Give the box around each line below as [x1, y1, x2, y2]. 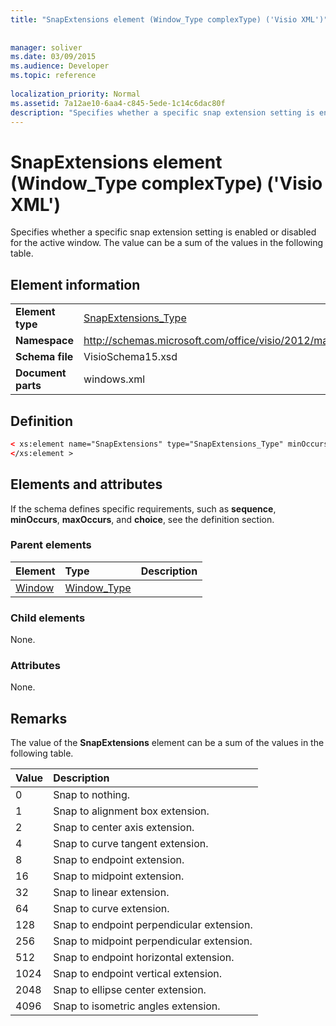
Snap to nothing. [53, 788, 131, 802]
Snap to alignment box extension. [53, 804, 210, 818]
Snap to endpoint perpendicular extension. [53, 918, 253, 932]
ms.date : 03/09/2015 [10, 52, 97, 62]
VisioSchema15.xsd [83, 350, 178, 364]
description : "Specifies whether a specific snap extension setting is [10, 107, 315, 118]
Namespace [15, 334, 75, 348]
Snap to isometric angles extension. [53, 999, 221, 1013]
